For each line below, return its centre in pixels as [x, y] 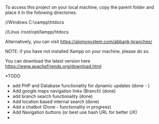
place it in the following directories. [41, 12]
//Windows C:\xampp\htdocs [35, 22]
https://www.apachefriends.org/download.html [53, 66]
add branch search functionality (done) [53, 96]
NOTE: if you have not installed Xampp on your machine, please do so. [78, 51]
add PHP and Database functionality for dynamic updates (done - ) [81, 85]
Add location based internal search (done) [56, 101]
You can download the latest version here [48, 61]
